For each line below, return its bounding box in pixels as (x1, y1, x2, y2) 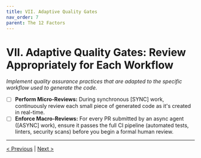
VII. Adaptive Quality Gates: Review (6, 45, 187, 59)
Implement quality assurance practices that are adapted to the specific (6, 78, 182, 85)
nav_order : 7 (6, 14, 39, 20)
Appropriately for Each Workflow (6, 58, 173, 72)
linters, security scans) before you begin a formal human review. (14, 128, 173, 135)
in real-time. (14, 109, 45, 116)
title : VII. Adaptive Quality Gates (6, 8, 98, 15)
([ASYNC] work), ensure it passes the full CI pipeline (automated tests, (14, 122, 189, 129)
